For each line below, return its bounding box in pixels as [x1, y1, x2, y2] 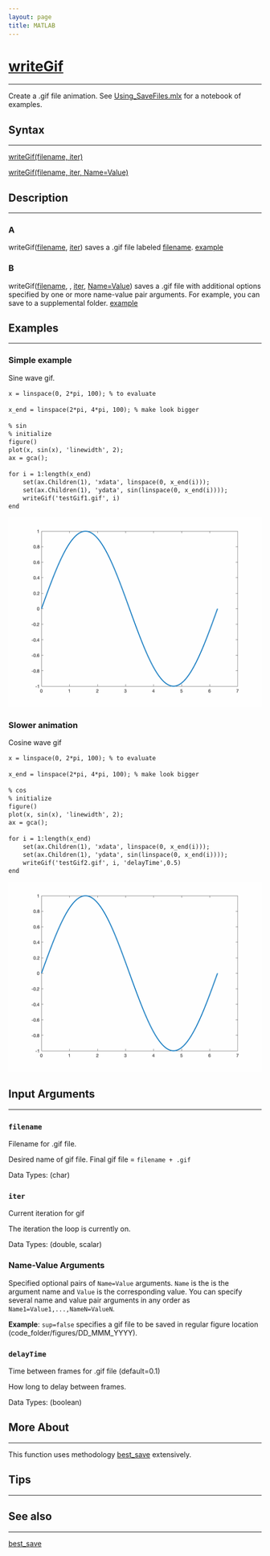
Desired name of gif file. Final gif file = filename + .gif [8, 1155, 191, 1164]
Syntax [8, 123, 45, 137]
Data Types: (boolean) [8, 1398, 82, 1407]
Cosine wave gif [8, 738, 62, 747]
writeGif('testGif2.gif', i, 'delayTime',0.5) [22, 859, 182, 867]
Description [8, 191, 68, 204]
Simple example [8, 355, 72, 366]
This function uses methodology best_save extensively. [8, 1449, 192, 1459]
